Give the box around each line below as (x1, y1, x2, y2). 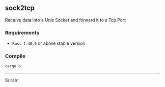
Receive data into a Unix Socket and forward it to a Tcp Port (5, 17, 126, 23)
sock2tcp (5, 4, 35, 12)
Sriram (5, 77, 19, 83)
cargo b (5, 64, 21, 69)
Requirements (5, 29, 40, 36)
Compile (5, 53, 26, 59)
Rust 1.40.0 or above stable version (12, 40, 85, 46)
